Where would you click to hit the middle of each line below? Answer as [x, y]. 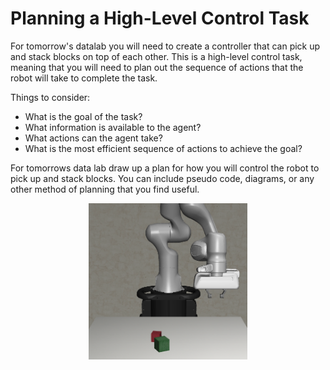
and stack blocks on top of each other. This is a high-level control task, [156, 56]
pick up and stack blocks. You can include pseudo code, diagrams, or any [162, 178]
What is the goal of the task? [83, 116]
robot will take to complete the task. [84, 78]
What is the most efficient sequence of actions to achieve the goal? [163, 148]
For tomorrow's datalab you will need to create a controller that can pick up [165, 46]
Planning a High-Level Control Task [160, 18]
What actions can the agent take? [93, 138]
